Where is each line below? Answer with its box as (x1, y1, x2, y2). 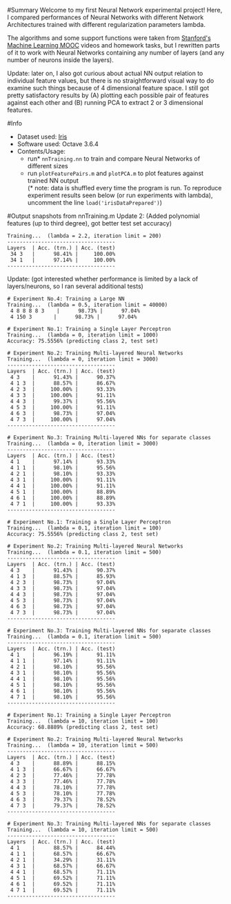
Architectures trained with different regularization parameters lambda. (7, 21, 205, 28)
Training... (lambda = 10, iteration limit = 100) (7, 718, 159, 725)
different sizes (27, 162, 68, 170)
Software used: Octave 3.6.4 (17, 140, 99, 148)
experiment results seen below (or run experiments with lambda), (27, 191, 213, 199)
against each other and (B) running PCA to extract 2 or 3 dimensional (7, 99, 203, 106)
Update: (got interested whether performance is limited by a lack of (7, 275, 199, 283)
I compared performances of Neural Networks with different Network (7, 13, 204, 21)
